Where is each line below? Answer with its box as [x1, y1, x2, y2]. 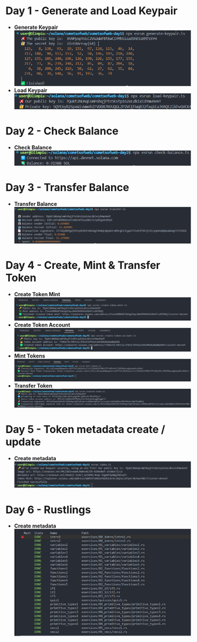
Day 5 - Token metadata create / [5, 423, 165, 436]
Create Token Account [14, 321, 71, 328]
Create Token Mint [14, 291, 61, 298]
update [5, 435, 41, 449]
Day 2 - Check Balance [5, 124, 119, 137]
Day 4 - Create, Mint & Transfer [5, 258, 161, 272]
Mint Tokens [14, 352, 45, 359]
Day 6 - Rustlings [5, 503, 91, 516]
